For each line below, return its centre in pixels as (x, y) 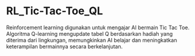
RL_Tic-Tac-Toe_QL (55, 11)
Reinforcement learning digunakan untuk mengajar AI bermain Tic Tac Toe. (98, 27)
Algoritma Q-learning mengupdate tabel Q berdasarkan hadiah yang (89, 33)
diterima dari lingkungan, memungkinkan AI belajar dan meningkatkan (92, 40)
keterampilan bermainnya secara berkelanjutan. (65, 46)
